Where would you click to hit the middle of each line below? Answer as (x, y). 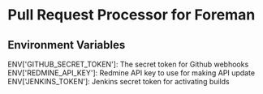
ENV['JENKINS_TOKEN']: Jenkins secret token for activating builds (119, 81)
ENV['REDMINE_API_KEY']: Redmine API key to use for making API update (131, 73)
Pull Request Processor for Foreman (131, 15)
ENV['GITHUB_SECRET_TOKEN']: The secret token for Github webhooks (128, 64)
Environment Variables (67, 45)
